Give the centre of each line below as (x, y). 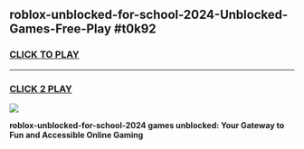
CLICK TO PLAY (44, 55)
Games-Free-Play (60, 29)
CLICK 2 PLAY (41, 88)
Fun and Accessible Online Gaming (76, 135)
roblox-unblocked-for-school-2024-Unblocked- (149, 15)
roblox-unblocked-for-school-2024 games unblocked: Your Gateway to (147, 125)
